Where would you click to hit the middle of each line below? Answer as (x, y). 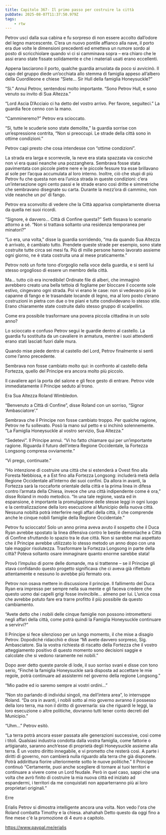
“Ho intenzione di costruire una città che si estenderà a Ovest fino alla (76, 470)
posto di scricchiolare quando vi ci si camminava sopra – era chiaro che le (81, 54)
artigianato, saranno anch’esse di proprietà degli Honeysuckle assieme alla (81, 746)
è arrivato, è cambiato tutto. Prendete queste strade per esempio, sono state (83, 245)
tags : (11, 19)
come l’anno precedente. (30, 356)
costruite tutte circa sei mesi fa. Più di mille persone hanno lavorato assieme (83, 250)
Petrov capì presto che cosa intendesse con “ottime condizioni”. (70, 148)
